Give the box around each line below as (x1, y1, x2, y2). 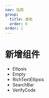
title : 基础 (9, 16, 33, 21)
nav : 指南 (5, 7, 24, 12)
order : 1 (5, 26, 23, 31)
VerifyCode (12, 87, 36, 93)
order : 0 (9, 21, 28, 26)
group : (5, 12, 19, 17)
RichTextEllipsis (12, 76, 45, 82)
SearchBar (12, 82, 34, 88)
